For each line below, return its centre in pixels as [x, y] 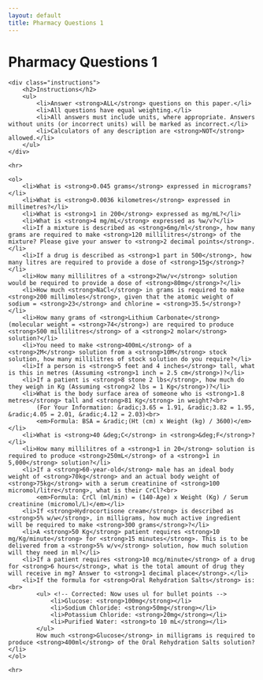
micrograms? [232, 186]
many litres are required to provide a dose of [88, 263]
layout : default [35, 15]
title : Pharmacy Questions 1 [56, 23]
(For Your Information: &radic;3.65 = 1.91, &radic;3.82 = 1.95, [146, 408]
